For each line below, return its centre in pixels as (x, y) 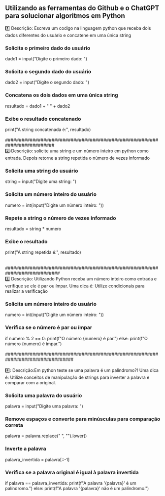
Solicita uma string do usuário (42, 171)
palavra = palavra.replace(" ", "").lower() (46, 436)
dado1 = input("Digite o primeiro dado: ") (46, 59)
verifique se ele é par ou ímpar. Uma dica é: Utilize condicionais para (75, 286)
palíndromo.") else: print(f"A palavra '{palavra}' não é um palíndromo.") (77, 488)
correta (14, 425)
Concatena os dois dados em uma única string (62, 95)
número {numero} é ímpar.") (33, 344)
